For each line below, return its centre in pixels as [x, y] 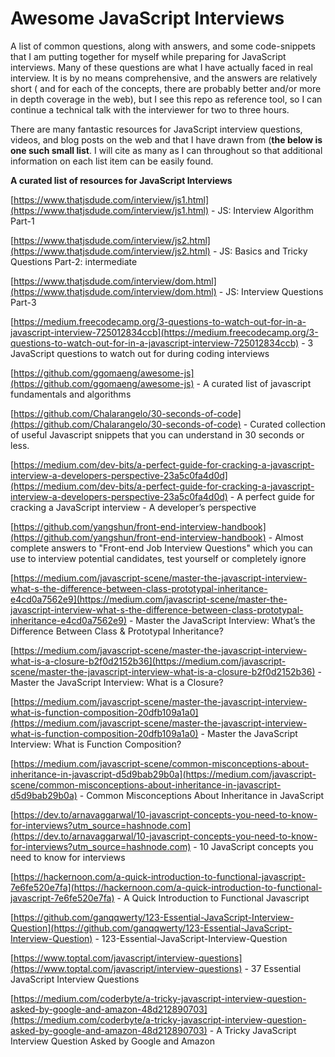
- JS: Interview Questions [271, 291]
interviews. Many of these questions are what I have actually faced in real [161, 67]
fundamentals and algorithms [71, 394]
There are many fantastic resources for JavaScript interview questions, [156, 129]
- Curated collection [284, 424]
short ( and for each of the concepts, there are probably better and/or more [166, 88]
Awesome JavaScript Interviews [147, 18]
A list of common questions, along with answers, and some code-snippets [163, 46]
